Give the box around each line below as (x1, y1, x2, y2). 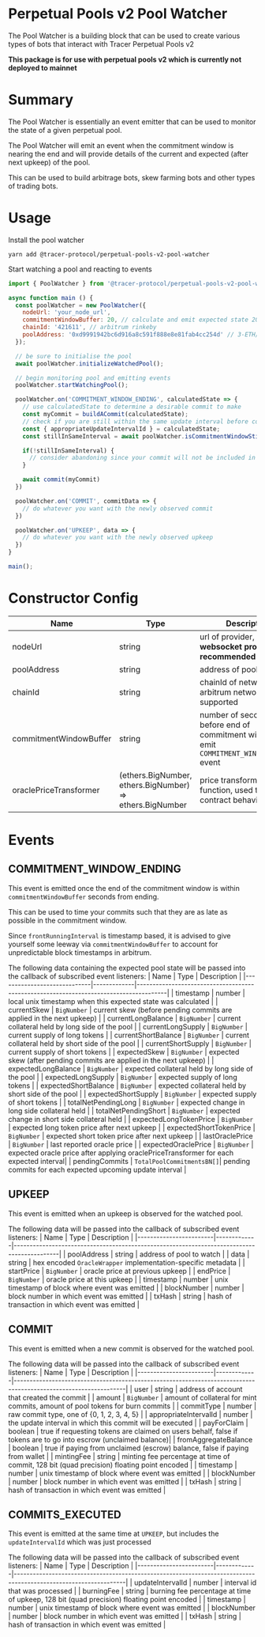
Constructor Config (8, 589, 139, 608)
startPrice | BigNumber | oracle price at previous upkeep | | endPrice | (8, 1266, 231, 1275)
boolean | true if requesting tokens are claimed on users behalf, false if (8, 1426, 238, 1436)
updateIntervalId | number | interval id (133, 1578, 257, 1587)
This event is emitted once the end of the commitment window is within (8, 883, 241, 892)
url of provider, (200, 631, 255, 642)
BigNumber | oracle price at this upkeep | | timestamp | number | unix (8, 1275, 229, 1284)
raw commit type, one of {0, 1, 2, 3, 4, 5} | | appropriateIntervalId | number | (8, 1409, 253, 1419)
